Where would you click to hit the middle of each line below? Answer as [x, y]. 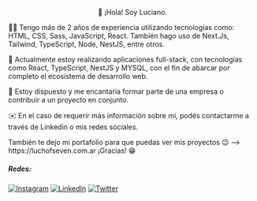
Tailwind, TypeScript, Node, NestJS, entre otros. [87, 44]
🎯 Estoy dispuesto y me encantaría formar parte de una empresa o [116, 91]
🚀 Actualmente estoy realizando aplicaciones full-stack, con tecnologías [125, 60]
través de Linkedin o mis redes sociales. [73, 127]
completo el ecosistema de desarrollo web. [78, 76]
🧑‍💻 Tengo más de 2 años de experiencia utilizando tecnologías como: [121, 27]
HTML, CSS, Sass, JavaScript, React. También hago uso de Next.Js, [119, 36]
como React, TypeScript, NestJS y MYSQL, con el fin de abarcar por [119, 68]
